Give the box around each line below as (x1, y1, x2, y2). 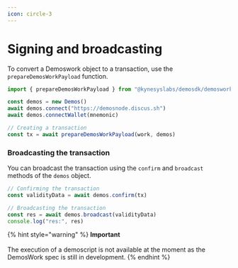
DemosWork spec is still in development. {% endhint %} (7, 253, 171, 262)
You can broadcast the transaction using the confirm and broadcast (7, 164, 204, 172)
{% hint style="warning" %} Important (7, 230, 120, 239)
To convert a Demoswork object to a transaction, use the (7, 65, 174, 73)
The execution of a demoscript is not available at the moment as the (7, 245, 205, 254)
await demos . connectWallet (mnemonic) (7, 111, 119, 119)
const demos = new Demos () (7, 99, 87, 106)
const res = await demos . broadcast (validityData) (7, 211, 157, 218)
